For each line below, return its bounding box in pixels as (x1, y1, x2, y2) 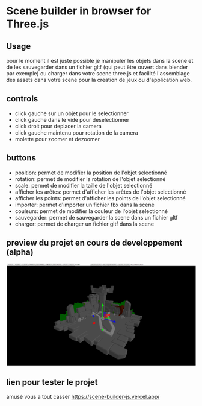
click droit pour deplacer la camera (14, 122, 102, 130)
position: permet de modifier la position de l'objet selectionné (14, 169, 167, 176)
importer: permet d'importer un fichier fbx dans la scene (14, 201, 155, 208)
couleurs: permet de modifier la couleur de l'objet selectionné (14, 207, 168, 215)
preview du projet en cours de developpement (6, 238, 182, 248)
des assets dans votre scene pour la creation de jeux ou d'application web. (6, 77, 192, 83)
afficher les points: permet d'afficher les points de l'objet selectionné (14, 194, 186, 201)
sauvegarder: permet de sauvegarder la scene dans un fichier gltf (14, 214, 178, 221)
